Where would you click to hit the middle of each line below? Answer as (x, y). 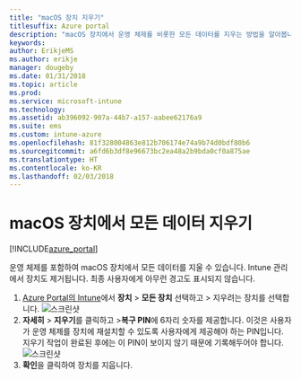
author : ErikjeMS (42, 51)
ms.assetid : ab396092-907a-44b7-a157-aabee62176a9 (106, 118)
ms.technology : (38, 110)
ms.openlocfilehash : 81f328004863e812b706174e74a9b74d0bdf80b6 (130, 143)
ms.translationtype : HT (54, 159)
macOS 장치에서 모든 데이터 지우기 (131, 223)
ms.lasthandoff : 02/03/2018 (62, 176)
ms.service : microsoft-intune (66, 101)
